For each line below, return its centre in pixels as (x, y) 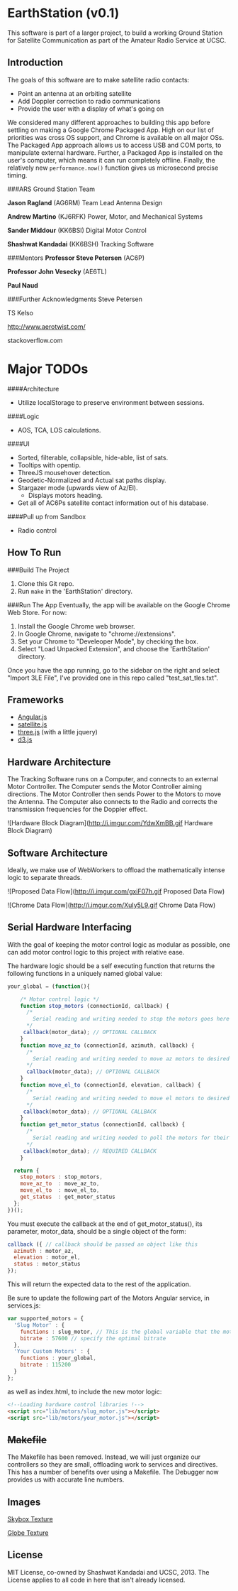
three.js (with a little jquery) (57, 732)
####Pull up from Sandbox (47, 516)
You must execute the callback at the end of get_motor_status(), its (105, 1224)
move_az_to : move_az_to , (60, 1184)
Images (24, 1502)
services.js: (24, 1305)
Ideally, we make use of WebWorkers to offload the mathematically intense (116, 870)
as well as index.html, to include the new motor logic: (85, 1391)
